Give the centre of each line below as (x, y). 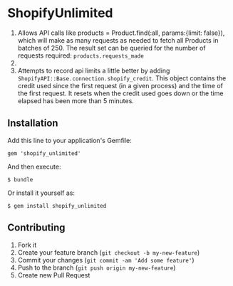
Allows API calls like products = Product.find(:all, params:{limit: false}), (121, 33)
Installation (33, 123)
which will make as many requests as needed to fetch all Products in (118, 40)
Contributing (36, 228)
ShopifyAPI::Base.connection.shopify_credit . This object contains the (122, 78)
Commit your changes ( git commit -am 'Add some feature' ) (106, 260)
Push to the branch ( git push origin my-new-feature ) (97, 268)
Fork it (27, 245)
